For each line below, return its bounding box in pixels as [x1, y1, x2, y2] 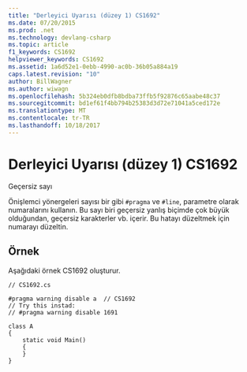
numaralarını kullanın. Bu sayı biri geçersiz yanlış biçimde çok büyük [8, 205, 230, 214]
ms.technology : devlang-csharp [8, 33, 111, 42]
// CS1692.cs [8, 281, 51, 288]
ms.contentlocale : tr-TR [8, 114, 90, 122]
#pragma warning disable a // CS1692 [8, 295, 136, 303]
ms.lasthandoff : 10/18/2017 [8, 121, 101, 129]
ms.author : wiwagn [8, 84, 69, 93]
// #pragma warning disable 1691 [8, 308, 118, 316]
